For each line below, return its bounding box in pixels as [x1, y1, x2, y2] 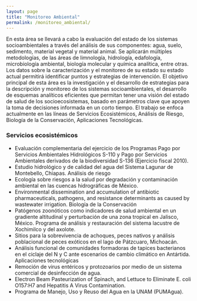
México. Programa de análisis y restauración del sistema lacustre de [14, 219, 180, 226]
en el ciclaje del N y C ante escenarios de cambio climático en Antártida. [14, 251, 191, 258]
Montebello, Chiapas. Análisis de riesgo [14, 170, 111, 177]
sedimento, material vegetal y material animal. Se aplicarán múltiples [6, 48, 172, 55]
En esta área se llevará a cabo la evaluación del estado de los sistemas [6, 36, 178, 43]
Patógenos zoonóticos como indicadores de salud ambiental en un [14, 207, 176, 214]
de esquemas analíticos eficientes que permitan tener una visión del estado [6, 92, 189, 99]
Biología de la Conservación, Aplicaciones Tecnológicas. [6, 117, 143, 124]
